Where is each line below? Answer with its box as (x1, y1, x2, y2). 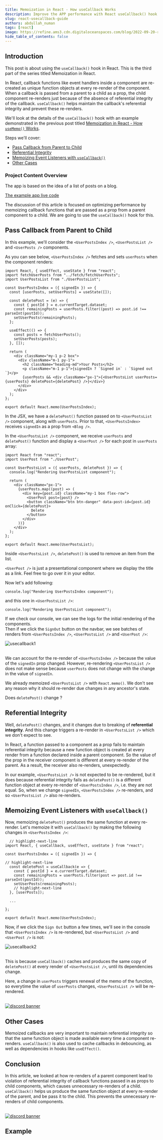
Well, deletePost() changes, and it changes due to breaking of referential (5, 722, 153, 727)
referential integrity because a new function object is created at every (5, 746, 145, 752)
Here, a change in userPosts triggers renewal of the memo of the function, (5, 978, 154, 984)
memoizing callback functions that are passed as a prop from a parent (5, 207, 146, 213)
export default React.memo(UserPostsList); (5, 542, 95, 547)
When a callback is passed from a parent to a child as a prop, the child (5, 90, 146, 96)
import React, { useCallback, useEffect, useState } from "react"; (5, 843, 145, 848)
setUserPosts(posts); (14, 336, 57, 341)
